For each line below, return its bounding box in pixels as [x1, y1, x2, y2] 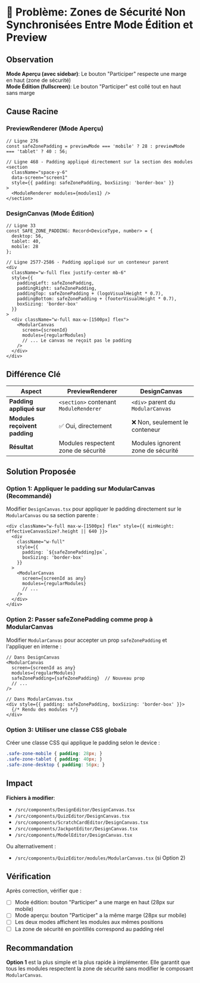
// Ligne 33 [6, 222, 36, 228]
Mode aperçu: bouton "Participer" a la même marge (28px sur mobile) [14, 912, 187, 919]
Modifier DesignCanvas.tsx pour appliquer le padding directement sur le [6, 505, 182, 512]
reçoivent [9, 422, 37, 430]
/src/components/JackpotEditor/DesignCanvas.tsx [14, 826, 138, 831]
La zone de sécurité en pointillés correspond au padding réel [14, 925, 164, 932]
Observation [6, 54, 54, 64]
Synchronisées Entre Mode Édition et [6, 18, 193, 32]
